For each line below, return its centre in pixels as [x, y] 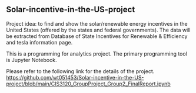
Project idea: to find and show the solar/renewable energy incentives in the [97, 23]
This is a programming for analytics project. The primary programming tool [97, 54]
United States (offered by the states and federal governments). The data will [98, 30]
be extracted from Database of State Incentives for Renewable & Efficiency [97, 36]
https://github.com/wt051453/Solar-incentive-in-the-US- [75, 77]
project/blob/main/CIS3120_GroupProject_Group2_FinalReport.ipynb [88, 84]
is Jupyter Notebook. [31, 60]
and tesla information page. [39, 42]
